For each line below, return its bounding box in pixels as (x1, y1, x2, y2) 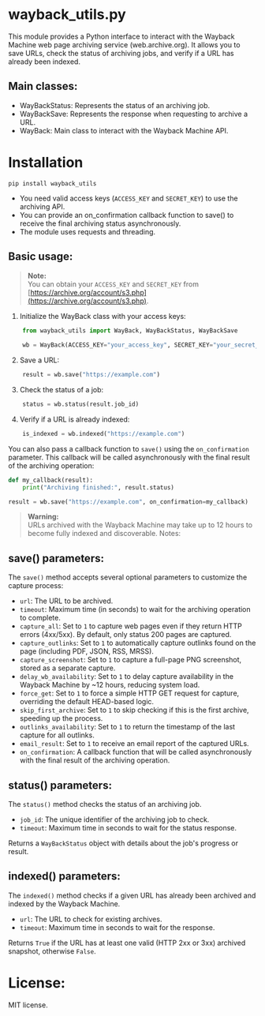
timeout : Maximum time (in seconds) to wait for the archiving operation (19, 605, 251, 614)
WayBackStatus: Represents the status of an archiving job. (19, 100, 211, 110)
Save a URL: (19, 355, 60, 365)
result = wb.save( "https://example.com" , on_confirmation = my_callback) (8, 497, 248, 506)
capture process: (8, 581, 64, 590)
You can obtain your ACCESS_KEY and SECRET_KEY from (27, 279, 200, 289)
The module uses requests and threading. (19, 227, 156, 236)
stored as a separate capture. (19, 663, 116, 673)
